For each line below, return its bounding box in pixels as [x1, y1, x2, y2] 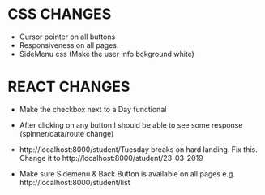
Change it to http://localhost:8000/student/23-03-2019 [19, 153, 203, 162]
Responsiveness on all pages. [19, 40, 119, 50]
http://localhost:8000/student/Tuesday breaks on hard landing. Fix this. [19, 144, 259, 154]
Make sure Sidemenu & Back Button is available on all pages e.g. [19, 168, 236, 179]
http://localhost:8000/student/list [19, 177, 130, 187]
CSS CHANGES [7, 5, 112, 24]
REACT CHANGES [7, 78, 130, 96]
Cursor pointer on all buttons [19, 32, 116, 41]
